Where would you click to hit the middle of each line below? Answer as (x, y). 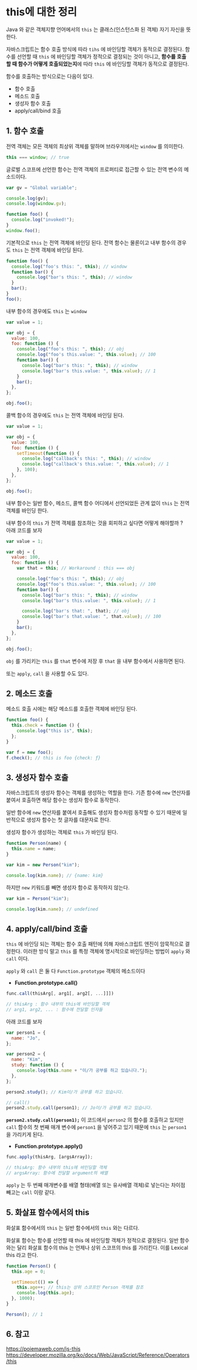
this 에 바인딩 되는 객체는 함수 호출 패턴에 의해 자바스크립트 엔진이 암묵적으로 (95, 944)
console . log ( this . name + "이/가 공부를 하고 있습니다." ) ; (82, 1070)
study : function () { (38, 1065)
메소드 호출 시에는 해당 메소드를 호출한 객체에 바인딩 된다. (72, 709)
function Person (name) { (36, 844)
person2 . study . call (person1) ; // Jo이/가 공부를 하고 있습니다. (79, 1108)
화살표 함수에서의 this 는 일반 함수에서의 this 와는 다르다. (73, 1228)
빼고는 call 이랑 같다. (31, 1192)
